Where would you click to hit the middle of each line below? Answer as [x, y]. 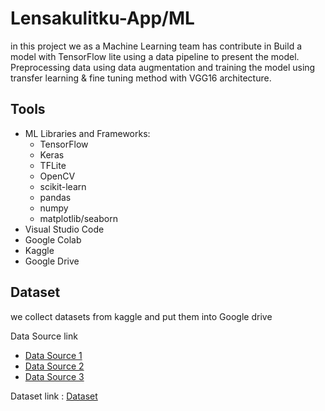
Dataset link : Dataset [54, 396]
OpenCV [57, 176]
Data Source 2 [54, 366]
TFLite [53, 165]
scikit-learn [63, 186]
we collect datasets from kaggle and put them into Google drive [141, 316]
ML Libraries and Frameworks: [87, 133]
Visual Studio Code [64, 229]
